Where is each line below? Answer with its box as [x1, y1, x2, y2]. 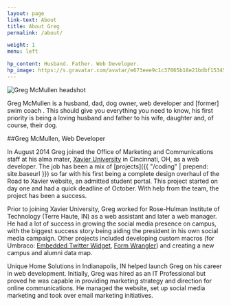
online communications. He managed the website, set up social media [7, 283, 206, 292]
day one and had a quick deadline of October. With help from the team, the [7, 184, 219, 193]
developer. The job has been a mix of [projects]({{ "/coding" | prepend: [7, 162, 208, 171]
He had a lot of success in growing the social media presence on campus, [7, 219, 217, 228]
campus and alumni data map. [7, 248, 93, 256]
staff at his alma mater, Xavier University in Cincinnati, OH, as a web [7, 155, 199, 163]
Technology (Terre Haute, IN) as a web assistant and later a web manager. [7, 212, 217, 220]
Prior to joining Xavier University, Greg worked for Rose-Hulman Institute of [7, 204, 220, 213]
